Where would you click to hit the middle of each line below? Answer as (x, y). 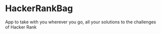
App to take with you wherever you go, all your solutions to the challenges (80, 22)
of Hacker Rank (21, 27)
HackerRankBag (39, 8)
